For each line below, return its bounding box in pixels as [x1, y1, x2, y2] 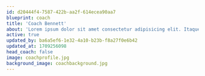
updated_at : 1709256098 [6, 44, 67, 50]
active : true [6, 32, 40, 38]
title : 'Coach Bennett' [6, 20, 67, 26]
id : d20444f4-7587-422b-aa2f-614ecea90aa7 [6, 9, 116, 15]
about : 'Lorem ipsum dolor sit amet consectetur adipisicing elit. [6, 26, 182, 32]
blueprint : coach [6, 15, 51, 21]
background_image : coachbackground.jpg [6, 60, 108, 66]
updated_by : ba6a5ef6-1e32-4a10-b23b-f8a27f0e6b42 [6, 37, 138, 44]
